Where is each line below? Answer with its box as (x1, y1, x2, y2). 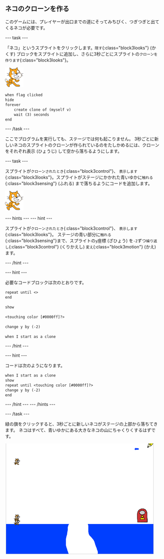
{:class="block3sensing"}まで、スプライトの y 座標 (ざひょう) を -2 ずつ (5, 238, 146, 244)
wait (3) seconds (14, 112, 50, 117)
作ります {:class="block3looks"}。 (5, 57, 71, 63)
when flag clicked (5, 93, 43, 97)
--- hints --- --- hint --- (5, 215, 53, 221)
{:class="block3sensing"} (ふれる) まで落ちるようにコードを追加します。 (5, 180, 153, 186)
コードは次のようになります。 (5, 362, 65, 368)
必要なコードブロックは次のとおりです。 (5, 279, 87, 285)
